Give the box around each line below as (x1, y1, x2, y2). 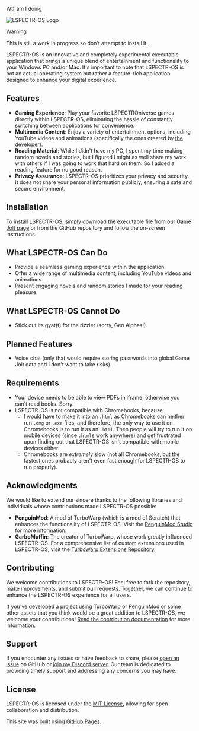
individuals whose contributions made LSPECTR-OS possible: (6, 502, 157, 510)
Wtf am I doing (6, 5, 43, 12)
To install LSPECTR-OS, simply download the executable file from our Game (6, 218, 191, 225)
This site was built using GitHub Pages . (6, 718, 102, 725)
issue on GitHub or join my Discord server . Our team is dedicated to (6, 661, 171, 668)
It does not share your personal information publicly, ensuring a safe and (14, 178, 192, 186)
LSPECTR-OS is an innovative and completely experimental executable (6, 51, 179, 58)
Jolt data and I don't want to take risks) (14, 361, 111, 368)
